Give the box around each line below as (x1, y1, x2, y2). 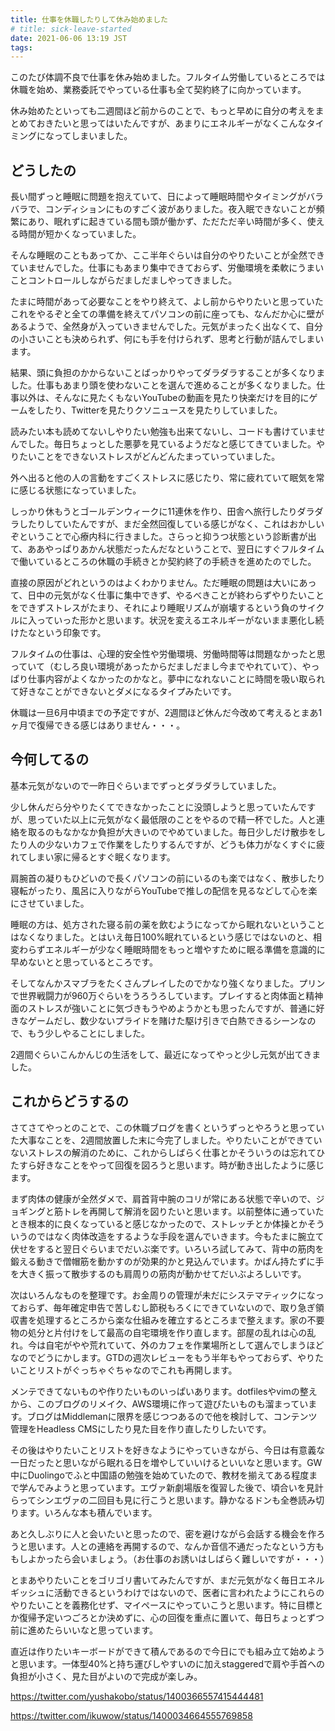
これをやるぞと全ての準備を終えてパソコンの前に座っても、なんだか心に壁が (10, 308, 325, 320)
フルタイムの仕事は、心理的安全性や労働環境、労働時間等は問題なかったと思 (10, 648, 326, 660)
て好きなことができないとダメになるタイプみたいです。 (10, 686, 237, 698)
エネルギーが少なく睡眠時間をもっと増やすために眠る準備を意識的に (44, 943, 326, 955)
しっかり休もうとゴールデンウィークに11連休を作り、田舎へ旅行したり (10, 506, 298, 518)
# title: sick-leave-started (10, 24, 132, 34)
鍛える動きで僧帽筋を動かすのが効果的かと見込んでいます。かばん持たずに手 (10, 1255, 325, 1267)
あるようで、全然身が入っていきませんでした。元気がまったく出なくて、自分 (10, 321, 323, 333)
